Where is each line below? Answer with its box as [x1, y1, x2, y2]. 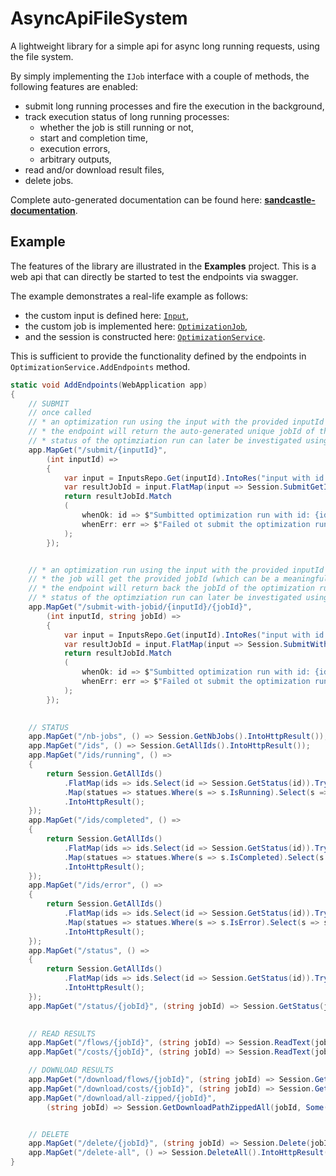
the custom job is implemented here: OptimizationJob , [24, 320, 248, 332]
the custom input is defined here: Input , [24, 309, 189, 321]
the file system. [10, 50, 74, 62]
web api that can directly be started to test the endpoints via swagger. [10, 270, 299, 282]
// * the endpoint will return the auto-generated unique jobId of [28, 427, 315, 437]
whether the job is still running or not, [39, 121, 194, 133]
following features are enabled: [10, 80, 139, 92]
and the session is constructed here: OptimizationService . [24, 330, 266, 342]
